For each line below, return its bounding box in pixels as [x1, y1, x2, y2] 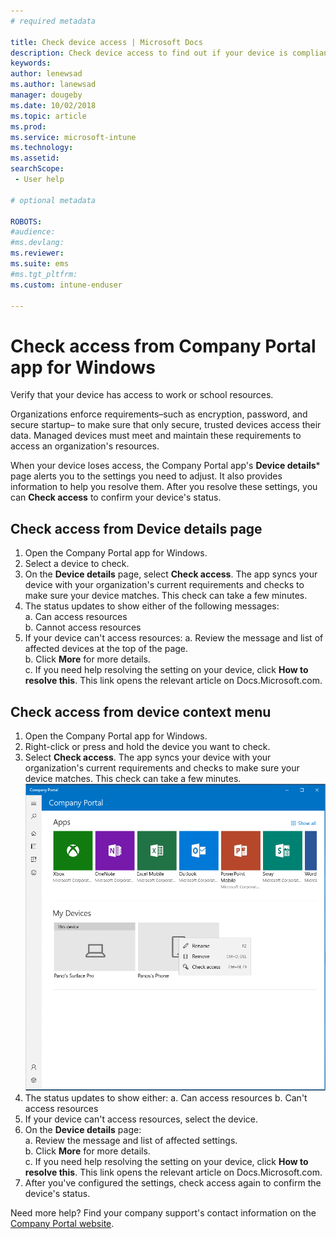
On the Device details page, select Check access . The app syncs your [24, 568, 318, 580]
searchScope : [10, 164, 65, 174]
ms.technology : [10, 143, 74, 153]
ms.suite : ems [10, 259, 70, 269]
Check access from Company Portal [10, 335, 317, 357]
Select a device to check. [24, 558, 130, 570]
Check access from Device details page [10, 520, 263, 537]
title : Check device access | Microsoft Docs [10, 37, 203, 47]
